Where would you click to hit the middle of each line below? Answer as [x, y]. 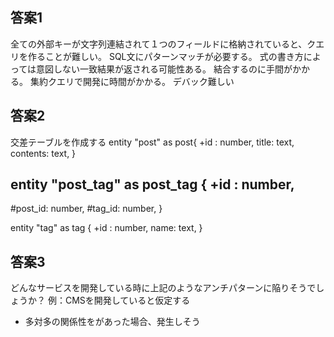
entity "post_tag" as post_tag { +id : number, [152, 184]
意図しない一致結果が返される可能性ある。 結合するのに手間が [164, 69]
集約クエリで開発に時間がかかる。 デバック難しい [132, 81]
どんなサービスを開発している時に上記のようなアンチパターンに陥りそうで [163, 288]
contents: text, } [43, 153]
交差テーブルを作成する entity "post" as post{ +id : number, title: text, [152, 142]
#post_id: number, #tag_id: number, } [86, 209]
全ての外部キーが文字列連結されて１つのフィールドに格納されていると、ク [163, 44]
